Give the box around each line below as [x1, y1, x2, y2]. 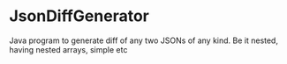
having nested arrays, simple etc [9, 44, 128, 54]
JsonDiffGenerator [9, 6, 150, 26]
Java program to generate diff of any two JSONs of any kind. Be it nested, [9, 35, 278, 46]
